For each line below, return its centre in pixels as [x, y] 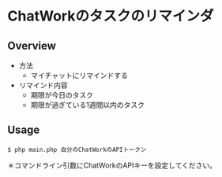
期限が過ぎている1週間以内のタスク [88, 105]
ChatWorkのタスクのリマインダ [111, 16]
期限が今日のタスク [62, 95]
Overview [32, 45]
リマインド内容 [43, 85]
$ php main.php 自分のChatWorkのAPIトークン [77, 149]
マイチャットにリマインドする [79, 75]
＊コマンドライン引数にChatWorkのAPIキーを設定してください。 [112, 165]
